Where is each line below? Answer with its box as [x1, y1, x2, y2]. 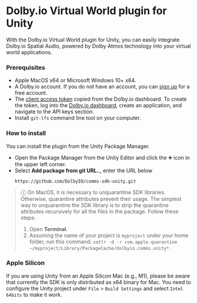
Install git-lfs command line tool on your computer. [14, 114, 141, 121]
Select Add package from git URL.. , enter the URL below [14, 167, 153, 174]
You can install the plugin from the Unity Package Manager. [6, 143, 150, 150]
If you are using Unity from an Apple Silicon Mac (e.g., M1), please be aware [6, 272, 190, 279]
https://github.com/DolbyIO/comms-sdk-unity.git [14, 178, 136, 184]
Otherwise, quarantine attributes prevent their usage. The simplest [20, 195, 182, 202]
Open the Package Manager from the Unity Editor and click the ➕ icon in [14, 154, 190, 161]
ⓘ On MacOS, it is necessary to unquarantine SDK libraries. [20, 189, 166, 196]
